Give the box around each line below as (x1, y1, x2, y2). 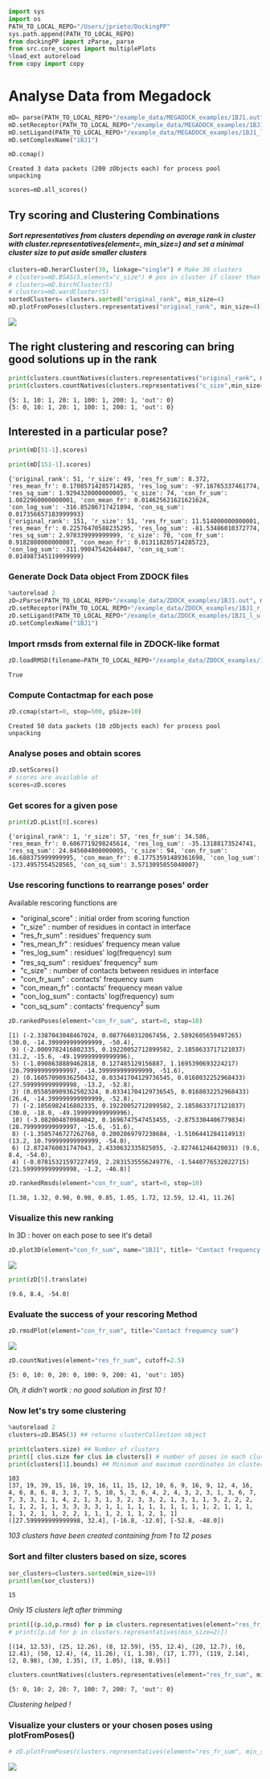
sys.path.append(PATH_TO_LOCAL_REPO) (8, 30, 135, 38)
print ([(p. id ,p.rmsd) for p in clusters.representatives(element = (8, 1621, 235, 1629)
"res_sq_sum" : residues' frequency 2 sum (19, 956, 158, 967)
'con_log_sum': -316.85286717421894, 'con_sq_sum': (8, 503, 185, 512)
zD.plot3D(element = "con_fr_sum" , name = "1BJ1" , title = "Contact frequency (8, 1245, 261, 1253)
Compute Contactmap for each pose (8, 689, 154, 701)
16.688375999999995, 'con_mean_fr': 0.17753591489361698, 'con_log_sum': (8, 854, 261, 862)
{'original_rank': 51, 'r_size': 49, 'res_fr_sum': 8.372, (8, 475, 211, 484)
